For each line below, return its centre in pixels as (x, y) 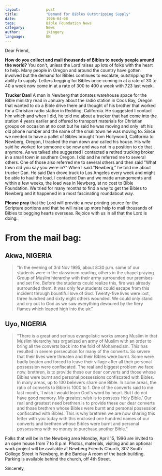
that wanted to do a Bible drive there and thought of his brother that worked (80, 106)
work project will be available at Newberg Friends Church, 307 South (74, 448)
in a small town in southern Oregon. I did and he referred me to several (75, 157)
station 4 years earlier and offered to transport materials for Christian (74, 121)
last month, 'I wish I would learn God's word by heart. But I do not (82, 392)
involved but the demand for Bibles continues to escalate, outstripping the (79, 75)
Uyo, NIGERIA (26, 324)
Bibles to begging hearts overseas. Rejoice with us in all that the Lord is (76, 213)
